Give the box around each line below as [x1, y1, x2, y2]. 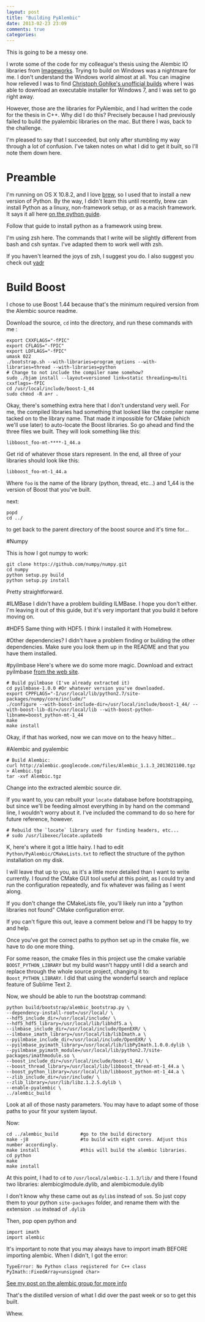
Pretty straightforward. [6, 588, 64, 595]
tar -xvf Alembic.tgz [6, 773, 62, 779]
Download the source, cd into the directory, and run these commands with [6, 319, 193, 326]
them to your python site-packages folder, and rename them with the [6, 1199, 180, 1206]
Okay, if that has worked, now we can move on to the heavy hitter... [6, 734, 176, 741]
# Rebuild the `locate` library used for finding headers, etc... [6, 827, 179, 833]
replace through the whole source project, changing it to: [6, 968, 150, 975]
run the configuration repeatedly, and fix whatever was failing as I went [6, 881, 185, 888]
